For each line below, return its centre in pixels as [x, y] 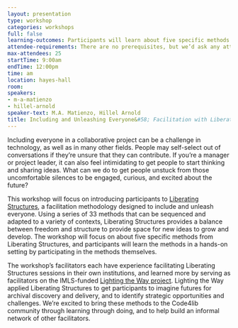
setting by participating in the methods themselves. [82, 251]
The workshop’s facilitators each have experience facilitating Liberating [112, 265]
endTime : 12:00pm [33, 67]
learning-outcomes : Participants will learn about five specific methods [119, 40]
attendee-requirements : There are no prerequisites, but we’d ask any [114, 47]
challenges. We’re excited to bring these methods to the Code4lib [103, 303]
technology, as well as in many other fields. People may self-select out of [114, 147]
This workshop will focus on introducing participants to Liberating [103, 199]
